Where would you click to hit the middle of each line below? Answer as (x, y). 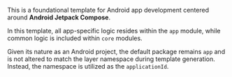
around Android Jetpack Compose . (59, 17)
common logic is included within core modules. (75, 38)
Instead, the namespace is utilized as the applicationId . (88, 66)
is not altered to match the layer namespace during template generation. (111, 59)
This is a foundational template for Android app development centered (108, 10)
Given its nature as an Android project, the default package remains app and (116, 52)
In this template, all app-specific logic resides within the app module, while (114, 31)
